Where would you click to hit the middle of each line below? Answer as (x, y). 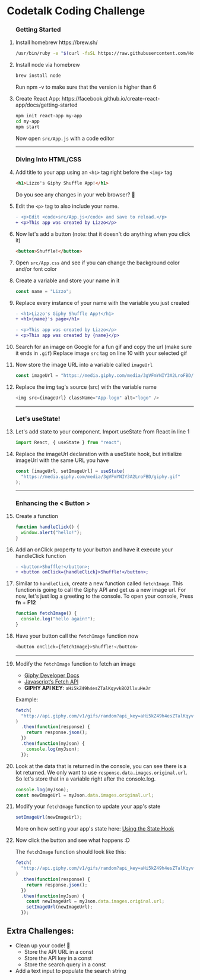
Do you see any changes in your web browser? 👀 (75, 195)
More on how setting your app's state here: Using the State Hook (95, 829)
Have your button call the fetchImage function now (77, 636)
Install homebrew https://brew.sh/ (56, 42)
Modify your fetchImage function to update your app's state (88, 806)
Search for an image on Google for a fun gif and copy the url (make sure (104, 347)
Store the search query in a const (65, 964)
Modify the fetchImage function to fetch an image (75, 664)
